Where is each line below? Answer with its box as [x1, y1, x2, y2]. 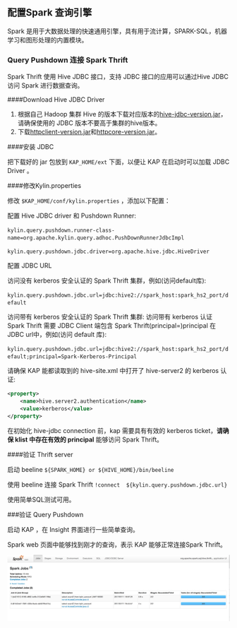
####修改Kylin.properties [7, 182, 82, 190]
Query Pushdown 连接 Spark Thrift [7, 55, 128, 65]
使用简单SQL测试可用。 [7, 495, 75, 504]
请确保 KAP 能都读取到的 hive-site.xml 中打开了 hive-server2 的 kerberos [7, 367, 219, 375]
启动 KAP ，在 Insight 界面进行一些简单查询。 [7, 525, 140, 533]
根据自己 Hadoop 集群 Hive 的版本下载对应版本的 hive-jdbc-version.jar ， [17, 110, 227, 119]
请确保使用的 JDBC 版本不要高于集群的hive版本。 [17, 119, 162, 127]
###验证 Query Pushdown [7, 510, 84, 519]
